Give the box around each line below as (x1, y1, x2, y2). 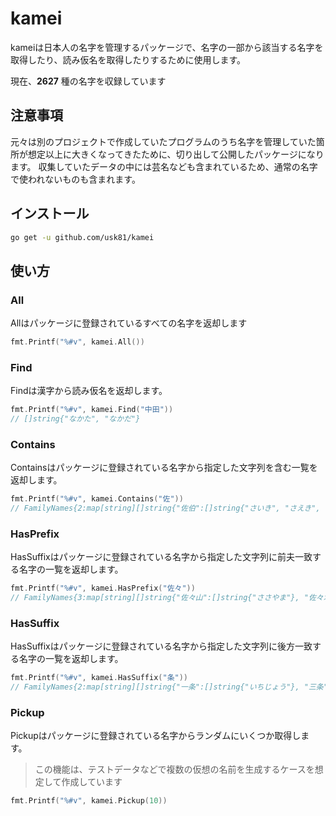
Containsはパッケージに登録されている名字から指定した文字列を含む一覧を (10, 462, 318, 474)
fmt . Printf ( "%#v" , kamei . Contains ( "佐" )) (10, 494, 184, 504)
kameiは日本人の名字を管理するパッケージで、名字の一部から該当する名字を (10, 41, 324, 53)
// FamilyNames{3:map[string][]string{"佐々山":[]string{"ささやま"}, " (10, 593, 309, 603)
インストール (10, 205, 90, 222)
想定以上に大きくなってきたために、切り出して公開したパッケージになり (27, 148, 325, 160)
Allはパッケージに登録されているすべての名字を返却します (10, 317, 248, 329)
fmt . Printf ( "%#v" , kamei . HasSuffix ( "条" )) (10, 673, 189, 683)
